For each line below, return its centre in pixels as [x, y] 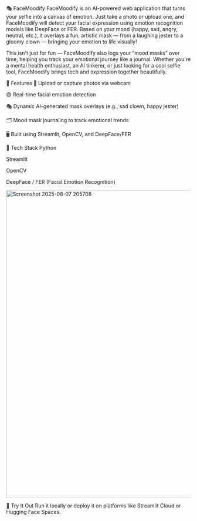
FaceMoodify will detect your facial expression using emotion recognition [95, 23]
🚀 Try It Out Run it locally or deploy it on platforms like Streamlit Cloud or [94, 506]
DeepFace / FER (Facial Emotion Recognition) [61, 182]
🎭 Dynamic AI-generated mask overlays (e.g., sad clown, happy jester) [92, 106]
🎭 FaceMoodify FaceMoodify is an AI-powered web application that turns [96, 8]
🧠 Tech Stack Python [31, 148]
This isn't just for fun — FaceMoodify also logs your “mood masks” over [93, 53]
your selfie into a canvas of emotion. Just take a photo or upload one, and [95, 17]
